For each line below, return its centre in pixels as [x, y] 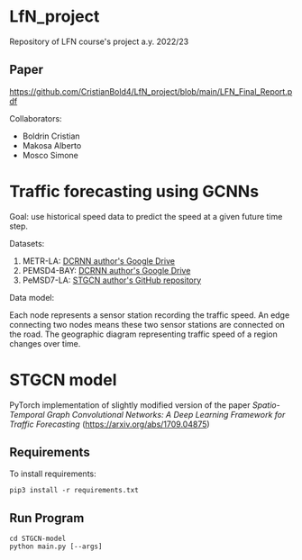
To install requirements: [53, 474]
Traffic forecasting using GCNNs [134, 191]
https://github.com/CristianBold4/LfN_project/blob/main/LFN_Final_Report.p [151, 91]
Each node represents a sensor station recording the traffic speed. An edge [150, 315]
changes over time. [45, 343]
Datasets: [27, 243]
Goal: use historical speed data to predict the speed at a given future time [146, 216]
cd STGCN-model [38, 539]
